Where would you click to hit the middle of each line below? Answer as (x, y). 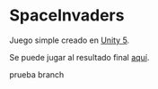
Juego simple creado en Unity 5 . (70, 40)
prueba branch (37, 74)
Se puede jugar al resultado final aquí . (79, 57)
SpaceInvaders (67, 16)
